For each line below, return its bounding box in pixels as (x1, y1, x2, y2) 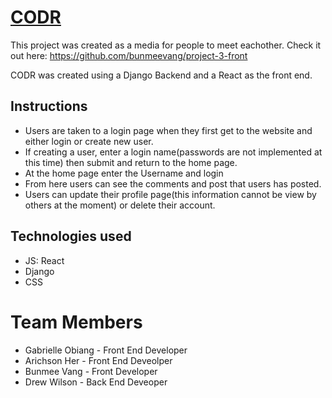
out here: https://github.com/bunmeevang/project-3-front (10, 49, 248, 61)
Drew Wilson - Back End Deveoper (24, 376, 168, 388)
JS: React (24, 254, 65, 266)
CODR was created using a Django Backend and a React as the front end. (10, 69, 313, 81)
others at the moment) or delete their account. (24, 199, 216, 211)
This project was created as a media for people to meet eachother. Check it (10, 39, 322, 51)
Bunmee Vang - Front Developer (24, 365, 158, 377)
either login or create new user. (24, 135, 154, 147)
